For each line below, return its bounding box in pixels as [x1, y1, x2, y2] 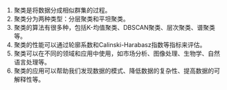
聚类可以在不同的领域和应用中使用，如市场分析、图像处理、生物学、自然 [13, 49, 220, 57]
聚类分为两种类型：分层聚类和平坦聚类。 [13, 15, 129, 23]
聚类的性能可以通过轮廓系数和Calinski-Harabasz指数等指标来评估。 [13, 41, 206, 48]
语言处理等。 [13, 58, 51, 66]
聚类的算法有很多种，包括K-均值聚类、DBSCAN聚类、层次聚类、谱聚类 [13, 24, 216, 31]
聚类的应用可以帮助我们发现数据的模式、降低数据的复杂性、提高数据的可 [13, 66, 220, 75]
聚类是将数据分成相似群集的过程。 [13, 6, 111, 14]
